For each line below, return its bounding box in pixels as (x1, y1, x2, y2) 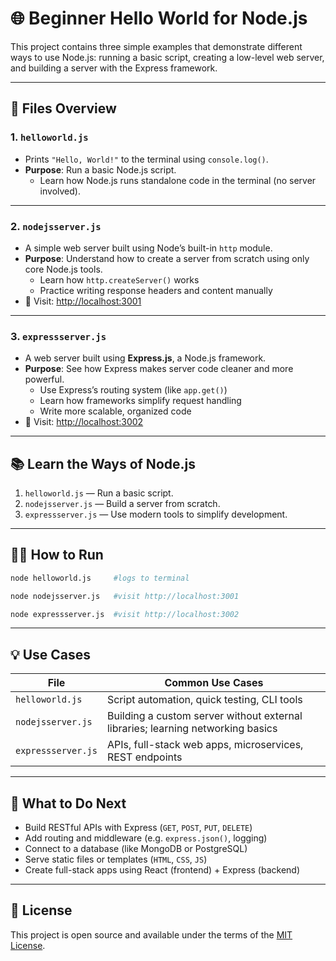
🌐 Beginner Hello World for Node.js (10, 7, 308, 30)
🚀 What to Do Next (10, 795, 127, 812)
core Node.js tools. (24, 263, 103, 275)
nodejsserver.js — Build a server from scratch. (24, 498, 221, 510)
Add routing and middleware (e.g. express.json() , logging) (24, 832, 268, 844)
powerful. (24, 373, 65, 386)
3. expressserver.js (10, 329, 107, 343)
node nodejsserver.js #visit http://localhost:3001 (10, 591, 240, 601)
